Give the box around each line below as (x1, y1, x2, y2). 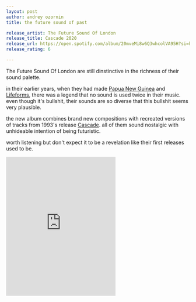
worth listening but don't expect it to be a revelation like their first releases (6, 139, 185, 146)
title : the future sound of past (6, 19, 87, 25)
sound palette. (6, 74, 41, 81)
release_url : (6, 41, 38, 47)
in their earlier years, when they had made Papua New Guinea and (6, 85, 166, 92)
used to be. (6, 145, 33, 152)
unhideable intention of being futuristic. (6, 127, 101, 135)
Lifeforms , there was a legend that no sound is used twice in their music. (6, 91, 181, 98)
